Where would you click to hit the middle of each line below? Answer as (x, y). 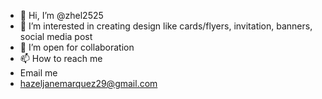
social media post (56, 36)
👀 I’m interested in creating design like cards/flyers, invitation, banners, (166, 26)
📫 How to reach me (61, 58)
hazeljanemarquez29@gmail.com (88, 83)
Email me (38, 73)
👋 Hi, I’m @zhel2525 (61, 15)
